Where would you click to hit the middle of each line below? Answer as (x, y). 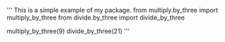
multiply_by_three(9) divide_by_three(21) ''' (68, 31)
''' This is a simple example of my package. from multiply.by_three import (112, 10)
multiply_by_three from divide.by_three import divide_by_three (96, 17)
